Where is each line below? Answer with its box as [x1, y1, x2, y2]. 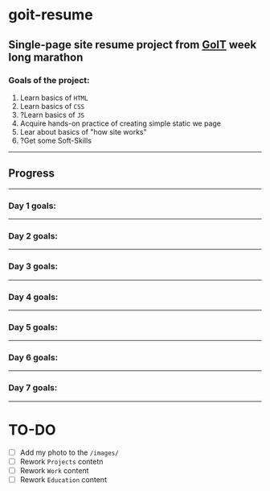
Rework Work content [19, 465, 89, 475]
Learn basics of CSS [19, 101, 85, 110]
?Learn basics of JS [19, 110, 85, 119]
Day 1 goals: [8, 200, 56, 211]
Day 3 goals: [8, 260, 59, 272]
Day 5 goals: [8, 321, 58, 332]
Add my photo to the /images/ [19, 447, 119, 457]
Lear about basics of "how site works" [19, 127, 147, 136]
